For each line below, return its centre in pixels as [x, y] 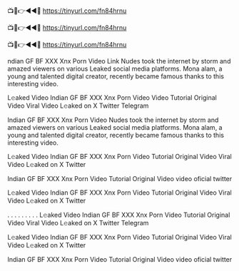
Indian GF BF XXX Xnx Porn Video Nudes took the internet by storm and [113, 120]
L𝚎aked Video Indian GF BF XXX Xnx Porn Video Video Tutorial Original [112, 98]
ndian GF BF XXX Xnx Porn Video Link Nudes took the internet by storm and [119, 61]
